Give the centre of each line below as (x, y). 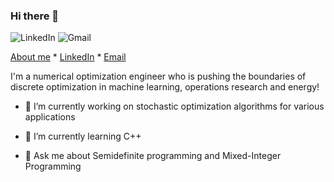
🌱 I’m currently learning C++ (83, 136)
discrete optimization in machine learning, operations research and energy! (165, 87)
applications (50, 117)
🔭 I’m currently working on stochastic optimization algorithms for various (174, 106)
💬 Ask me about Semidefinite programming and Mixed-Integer (153, 156)
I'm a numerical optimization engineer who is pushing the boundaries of (158, 76)
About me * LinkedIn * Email (68, 57)
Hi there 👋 (35, 16)
